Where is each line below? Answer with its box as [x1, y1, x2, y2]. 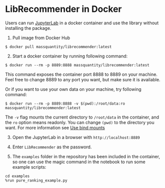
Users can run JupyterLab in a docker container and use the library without [5, 20, 159, 26]
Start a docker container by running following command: [12, 53, 128, 59]
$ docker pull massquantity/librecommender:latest [5, 44, 112, 49]
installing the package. [5, 25, 52, 31]
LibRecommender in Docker [5, 3, 122, 15]
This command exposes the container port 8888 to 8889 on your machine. [5, 71, 158, 77]
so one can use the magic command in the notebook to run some [12, 159, 146, 165]
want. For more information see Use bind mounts [5, 125, 105, 130]
